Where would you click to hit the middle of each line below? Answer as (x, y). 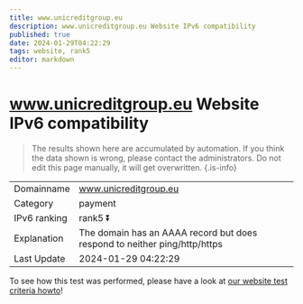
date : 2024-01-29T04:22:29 (60, 43)
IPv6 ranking (41, 217)
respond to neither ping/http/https (151, 244)
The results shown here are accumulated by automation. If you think (158, 148)
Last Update (40, 258)
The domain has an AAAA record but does (168, 233)
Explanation (39, 238)
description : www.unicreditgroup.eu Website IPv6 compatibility (133, 26)
